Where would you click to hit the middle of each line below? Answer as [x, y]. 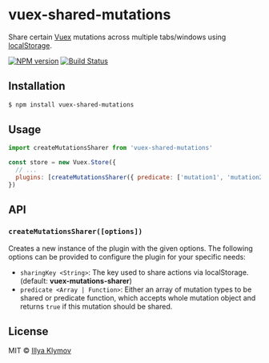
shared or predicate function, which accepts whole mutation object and [138, 297]
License [28, 331]
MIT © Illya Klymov [40, 351]
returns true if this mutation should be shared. [96, 306]
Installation [37, 86]
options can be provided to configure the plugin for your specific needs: [127, 256]
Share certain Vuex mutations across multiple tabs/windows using [117, 37]
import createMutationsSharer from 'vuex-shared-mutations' [111, 148]
